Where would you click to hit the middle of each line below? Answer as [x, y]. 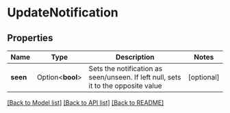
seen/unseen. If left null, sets [135, 77]
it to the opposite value [125, 86]
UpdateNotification [63, 13]
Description [135, 57]
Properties [30, 38]
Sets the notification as [126, 68]
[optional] [204, 77]
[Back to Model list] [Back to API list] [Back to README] [86, 103]
